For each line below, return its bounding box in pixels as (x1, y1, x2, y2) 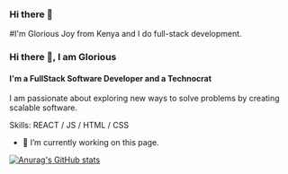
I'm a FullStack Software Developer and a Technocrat (9, 73, 212, 83)
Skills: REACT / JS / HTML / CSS (9, 120, 129, 131)
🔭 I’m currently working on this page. (22, 137, 159, 148)
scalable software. (9, 102, 78, 113)
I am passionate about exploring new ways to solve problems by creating (9, 93, 281, 104)
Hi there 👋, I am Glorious (9, 51, 117, 64)
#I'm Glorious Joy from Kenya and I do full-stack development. (9, 29, 242, 39)
